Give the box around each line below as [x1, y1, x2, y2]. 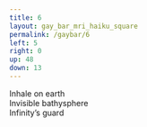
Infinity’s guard [9, 107, 65, 118]
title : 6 [9, 13, 42, 23]
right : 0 [9, 47, 42, 56]
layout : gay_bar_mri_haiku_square [9, 22, 139, 31]
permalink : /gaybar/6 [9, 30, 91, 39]
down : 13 [9, 64, 42, 73]
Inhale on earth [9, 87, 65, 99]
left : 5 [9, 38, 39, 48]
